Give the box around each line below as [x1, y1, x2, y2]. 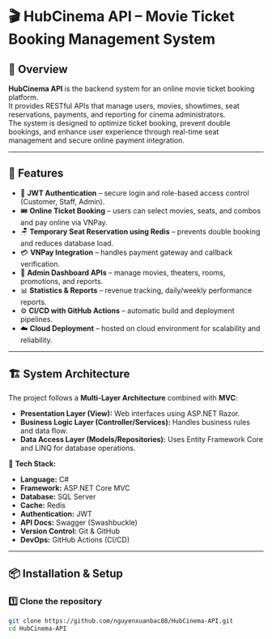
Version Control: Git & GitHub [19, 525, 120, 536]
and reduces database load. [19, 238, 114, 248]
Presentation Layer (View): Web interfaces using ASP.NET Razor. [19, 408, 240, 418]
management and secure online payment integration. [8, 135, 185, 145]
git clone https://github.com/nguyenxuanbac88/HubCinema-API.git [8, 617, 233, 625]
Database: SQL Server [19, 491, 96, 501]
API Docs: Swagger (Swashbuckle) [19, 517, 138, 527]
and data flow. [19, 426, 68, 435]
